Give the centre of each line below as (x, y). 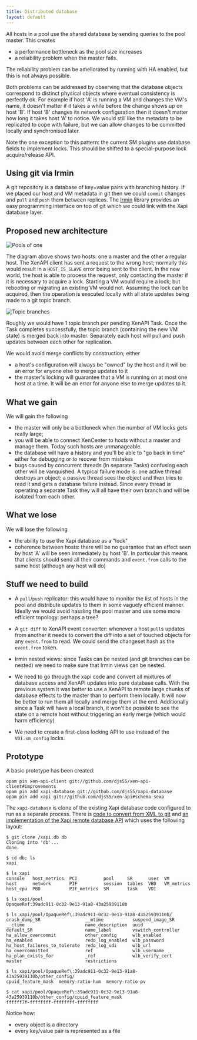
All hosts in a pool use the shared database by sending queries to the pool (96, 34)
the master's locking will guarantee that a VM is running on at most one (101, 377)
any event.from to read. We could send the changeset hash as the (94, 641)
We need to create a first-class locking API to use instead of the (92, 732)
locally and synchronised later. (43, 131)
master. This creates (31, 40)
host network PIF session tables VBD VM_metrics (98, 884)
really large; (29, 434)
